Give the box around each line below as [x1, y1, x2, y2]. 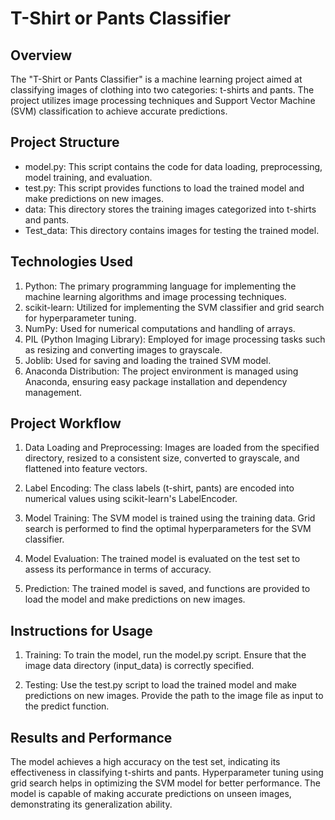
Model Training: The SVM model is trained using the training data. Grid [24, 512, 316, 524]
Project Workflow [10, 415, 122, 432]
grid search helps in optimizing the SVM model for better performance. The [10, 777, 321, 789]
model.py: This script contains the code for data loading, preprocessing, [24, 160, 323, 172]
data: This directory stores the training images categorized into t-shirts [24, 203, 317, 215]
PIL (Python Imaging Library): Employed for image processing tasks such [24, 333, 326, 345]
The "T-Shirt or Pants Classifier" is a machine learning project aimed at [10, 73, 303, 85]
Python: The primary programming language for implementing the [24, 280, 297, 292]
